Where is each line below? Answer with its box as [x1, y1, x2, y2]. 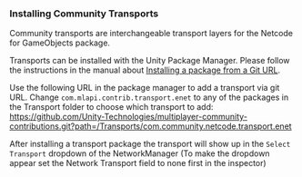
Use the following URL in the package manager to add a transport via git [9, 83, 280, 93]
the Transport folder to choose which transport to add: [9, 102, 214, 113]
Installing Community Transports [9, 7, 159, 20]
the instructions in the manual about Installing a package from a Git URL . [9, 64, 281, 75]
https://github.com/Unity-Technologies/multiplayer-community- [9, 112, 248, 123]
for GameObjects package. [9, 37, 111, 48]
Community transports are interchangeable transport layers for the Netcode [9, 28, 294, 39]
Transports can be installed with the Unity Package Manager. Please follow [9, 55, 290, 66]
